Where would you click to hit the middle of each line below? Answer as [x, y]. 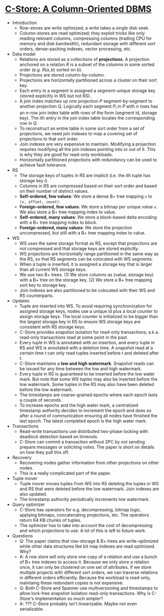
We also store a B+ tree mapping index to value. [68, 212]
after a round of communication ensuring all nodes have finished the [88, 415]
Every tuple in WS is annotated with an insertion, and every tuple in [87, 342]
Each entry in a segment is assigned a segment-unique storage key [87, 90]
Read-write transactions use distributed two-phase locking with [84, 431]
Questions [23, 536]
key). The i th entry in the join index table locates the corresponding [87, 118]
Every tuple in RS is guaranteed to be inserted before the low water [87, 374]
